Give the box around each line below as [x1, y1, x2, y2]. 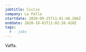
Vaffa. [5, 43, 17, 48]
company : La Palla [5, 12, 42, 16]
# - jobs [9, 29, 27, 34]
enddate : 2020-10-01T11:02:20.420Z [5, 20, 77, 26]
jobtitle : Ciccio [5, 7, 40, 12]
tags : [5, 25, 16, 30]
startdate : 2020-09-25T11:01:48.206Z [5, 16, 81, 21]
